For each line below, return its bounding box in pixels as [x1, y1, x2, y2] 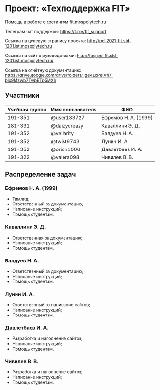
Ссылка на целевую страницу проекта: [5, 37, 86, 44]
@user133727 [50, 114, 85, 121]
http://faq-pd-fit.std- [77, 52, 118, 58]
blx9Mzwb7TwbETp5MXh [5, 77, 57, 83]
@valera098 [50, 154, 80, 161]
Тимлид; [12, 196, 30, 202]
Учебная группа [7, 106, 47, 112]
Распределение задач [5, 170, 76, 179]
